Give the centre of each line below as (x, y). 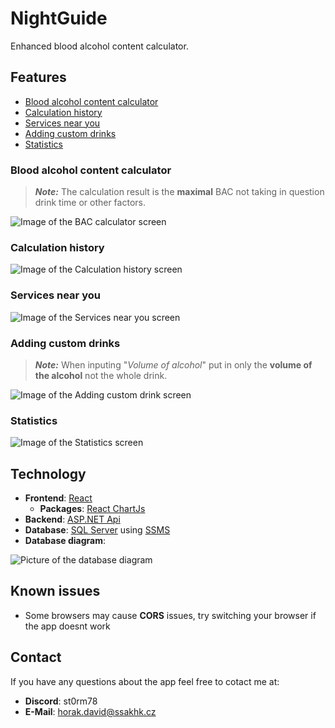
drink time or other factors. (90, 203)
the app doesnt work (67, 626)
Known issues (55, 591)
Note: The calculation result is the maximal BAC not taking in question (179, 192)
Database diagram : (65, 541)
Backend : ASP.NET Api (72, 519)
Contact (36, 657)
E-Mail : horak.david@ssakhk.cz (90, 711)
